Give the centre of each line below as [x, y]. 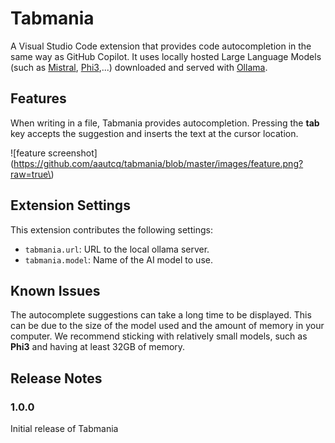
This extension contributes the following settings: [111, 229]
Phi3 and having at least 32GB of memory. [98, 347]
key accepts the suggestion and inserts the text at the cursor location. [154, 133]
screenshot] [73, 153]
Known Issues [55, 290]
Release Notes [56, 378]
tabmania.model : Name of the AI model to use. [118, 259]
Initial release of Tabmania [64, 429]
